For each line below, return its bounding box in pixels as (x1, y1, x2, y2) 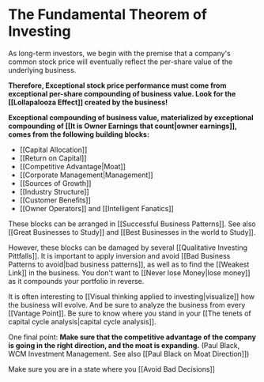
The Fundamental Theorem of (8, 6, 208, 24)
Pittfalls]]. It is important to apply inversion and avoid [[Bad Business (8, 251, 231, 260)
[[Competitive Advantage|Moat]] (19, 161, 126, 171)
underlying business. (8, 65, 77, 74)
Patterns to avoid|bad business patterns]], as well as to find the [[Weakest (8, 259, 250, 269)
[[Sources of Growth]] (19, 178, 92, 187)
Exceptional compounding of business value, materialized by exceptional (8, 112, 255, 122)
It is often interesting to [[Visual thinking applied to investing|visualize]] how (8, 291, 255, 301)
